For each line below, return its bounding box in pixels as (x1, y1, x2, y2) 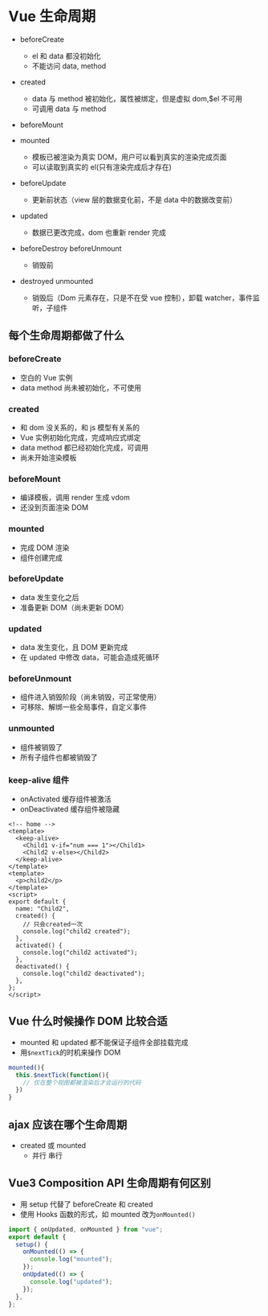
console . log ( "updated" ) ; (29, 1277, 113, 1285)
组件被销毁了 (19, 742, 63, 752)
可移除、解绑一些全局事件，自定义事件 (19, 702, 147, 712)
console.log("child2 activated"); (22, 948, 138, 956)
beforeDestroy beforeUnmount (19, 243, 122, 253)
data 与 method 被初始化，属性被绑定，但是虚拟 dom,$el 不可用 (31, 93, 243, 103)
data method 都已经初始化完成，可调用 (19, 442, 148, 452)
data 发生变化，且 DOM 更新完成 (19, 643, 128, 652)
